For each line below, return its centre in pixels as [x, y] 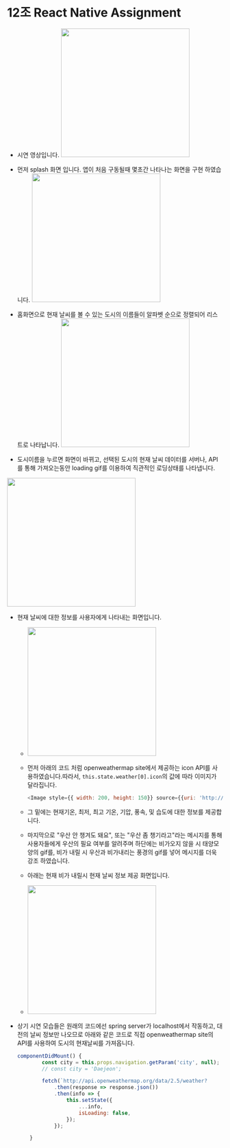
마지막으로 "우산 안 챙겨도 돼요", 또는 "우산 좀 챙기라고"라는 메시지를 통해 [125, 835]
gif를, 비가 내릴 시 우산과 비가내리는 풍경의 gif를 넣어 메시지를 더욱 [128, 852]
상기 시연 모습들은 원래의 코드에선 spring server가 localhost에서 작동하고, [116, 1026]
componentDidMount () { [49, 1056]
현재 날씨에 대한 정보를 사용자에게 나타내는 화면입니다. [89, 617]
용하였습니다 [44, 776]
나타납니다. [44, 445]
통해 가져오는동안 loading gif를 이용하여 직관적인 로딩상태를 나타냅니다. [120, 468]
